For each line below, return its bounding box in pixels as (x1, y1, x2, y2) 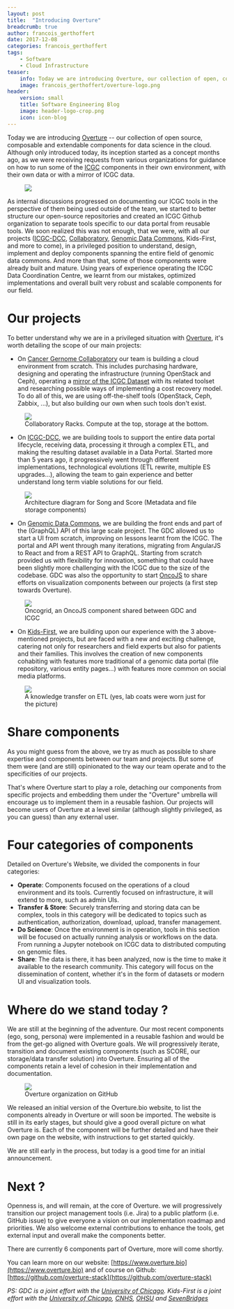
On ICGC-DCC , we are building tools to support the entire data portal (17, 433, 215, 441)
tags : (7, 50, 23, 57)
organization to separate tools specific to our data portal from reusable (7, 219, 210, 228)
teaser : (7, 68, 30, 75)
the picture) (24, 700, 58, 708)
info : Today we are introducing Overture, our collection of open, (19, 75, 219, 82)
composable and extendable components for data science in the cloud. (7, 140, 212, 149)
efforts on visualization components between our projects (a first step (17, 578, 218, 586)
